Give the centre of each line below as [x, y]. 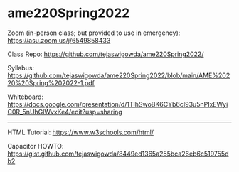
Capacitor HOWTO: [36, 146]
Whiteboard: [26, 97]
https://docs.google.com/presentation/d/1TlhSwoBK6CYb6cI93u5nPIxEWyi [118, 104]
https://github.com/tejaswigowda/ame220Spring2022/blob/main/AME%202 [119, 75]
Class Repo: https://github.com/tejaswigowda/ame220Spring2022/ [106, 54]
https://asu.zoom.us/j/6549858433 [59, 40]
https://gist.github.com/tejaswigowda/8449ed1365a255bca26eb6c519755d [118, 154]
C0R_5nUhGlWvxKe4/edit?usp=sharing [65, 112]
